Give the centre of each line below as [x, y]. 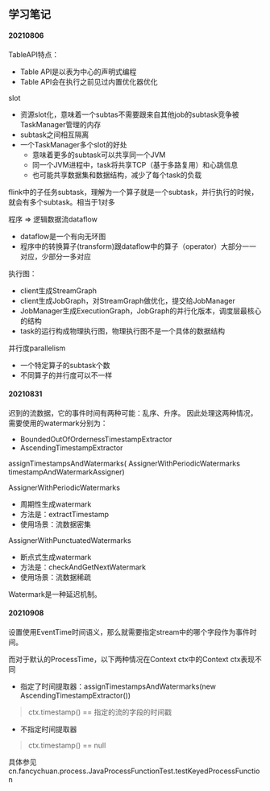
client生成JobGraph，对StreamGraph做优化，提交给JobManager [128, 300]
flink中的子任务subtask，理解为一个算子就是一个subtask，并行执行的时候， [133, 192]
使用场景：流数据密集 [55, 524]
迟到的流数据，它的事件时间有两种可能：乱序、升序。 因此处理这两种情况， [133, 412]
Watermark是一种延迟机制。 [55, 594]
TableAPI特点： [33, 54]
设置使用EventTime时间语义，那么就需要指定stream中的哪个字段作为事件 [129, 632]
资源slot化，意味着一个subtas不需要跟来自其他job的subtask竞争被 [129, 114]
